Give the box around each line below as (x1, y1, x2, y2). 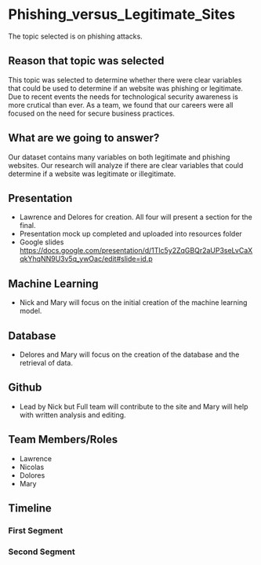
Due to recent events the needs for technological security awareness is (8, 92, 239, 101)
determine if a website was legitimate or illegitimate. (8, 169, 176, 178)
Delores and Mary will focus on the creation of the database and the (19, 350, 240, 359)
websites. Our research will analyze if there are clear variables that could (8, 160, 244, 170)
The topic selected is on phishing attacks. (8, 31, 143, 41)
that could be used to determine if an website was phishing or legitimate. (8, 83, 243, 93)
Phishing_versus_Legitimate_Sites (8, 6, 236, 24)
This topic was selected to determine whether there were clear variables (8, 75, 242, 84)
